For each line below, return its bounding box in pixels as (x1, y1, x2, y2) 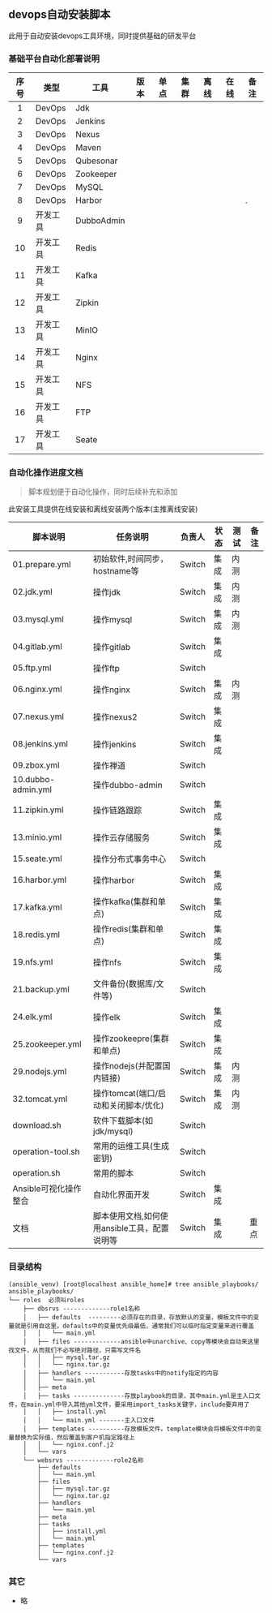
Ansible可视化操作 (12, 1183, 82, 1194)
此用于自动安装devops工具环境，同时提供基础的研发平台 (8, 31, 197, 41)
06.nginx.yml (12, 684, 62, 695)
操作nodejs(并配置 (92, 1060, 163, 1072)
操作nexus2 (92, 712, 138, 723)
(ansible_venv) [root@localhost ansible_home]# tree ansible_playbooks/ (8, 1280, 259, 1288)
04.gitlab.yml (12, 641, 62, 652)
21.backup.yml (12, 984, 70, 996)
